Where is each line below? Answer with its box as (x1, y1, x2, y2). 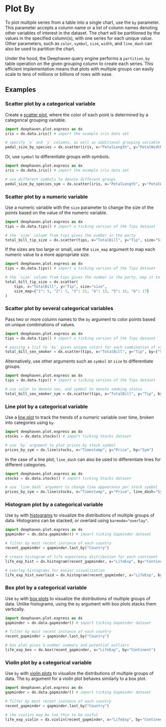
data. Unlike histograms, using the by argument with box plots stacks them (5, 601, 157, 606)
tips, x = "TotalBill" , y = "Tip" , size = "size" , (14, 284, 107, 289)
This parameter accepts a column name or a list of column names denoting (5, 24, 158, 30)
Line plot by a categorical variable (5, 403, 88, 410)
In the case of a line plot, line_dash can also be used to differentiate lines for (5, 456, 161, 462)
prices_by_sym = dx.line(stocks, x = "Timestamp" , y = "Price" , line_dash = (5, 489, 156, 494)
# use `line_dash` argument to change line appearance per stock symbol (5, 485, 158, 490)
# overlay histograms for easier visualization (5, 568, 105, 573)
